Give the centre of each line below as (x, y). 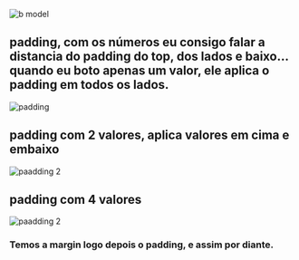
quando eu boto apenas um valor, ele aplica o (140, 71)
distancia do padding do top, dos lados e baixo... (149, 57)
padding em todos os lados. (89, 85)
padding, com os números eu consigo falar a (137, 42)
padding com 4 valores (76, 200)
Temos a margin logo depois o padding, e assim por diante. (142, 245)
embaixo (34, 149)
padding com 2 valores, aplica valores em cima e (149, 135)
